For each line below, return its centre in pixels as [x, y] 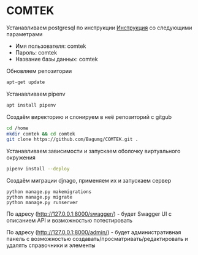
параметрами [25, 34]
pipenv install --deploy [38, 169]
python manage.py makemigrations [49, 192]
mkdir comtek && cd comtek [41, 134]
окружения [21, 158]
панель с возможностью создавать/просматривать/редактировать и [97, 239]
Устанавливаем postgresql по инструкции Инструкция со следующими [99, 28]
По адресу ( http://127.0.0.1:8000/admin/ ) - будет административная [94, 232]
